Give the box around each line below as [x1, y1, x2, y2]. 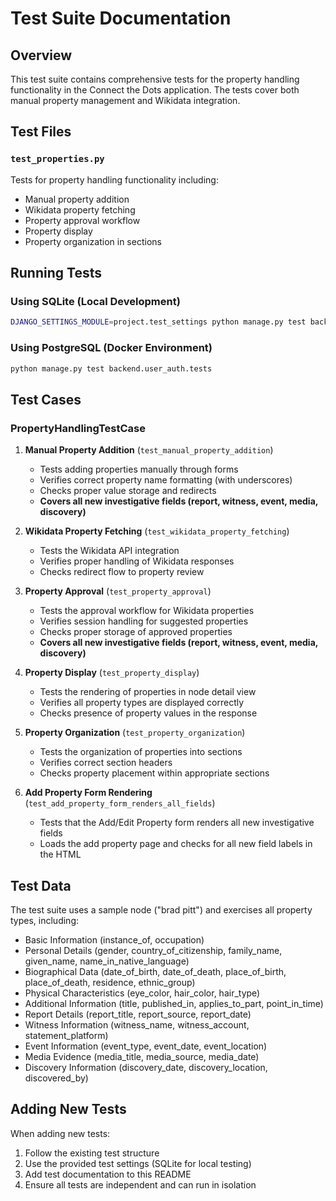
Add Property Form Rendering [24, 787, 153, 799]
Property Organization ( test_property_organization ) [24, 727, 246, 739]
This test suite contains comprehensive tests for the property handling [10, 73, 300, 85]
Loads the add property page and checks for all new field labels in [39, 838, 313, 850]
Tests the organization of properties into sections [39, 746, 243, 758]
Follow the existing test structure [24, 1147, 160, 1159]
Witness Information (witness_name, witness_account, [24, 1018, 250, 1031]
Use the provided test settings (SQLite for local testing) [24, 1157, 252, 1169]
